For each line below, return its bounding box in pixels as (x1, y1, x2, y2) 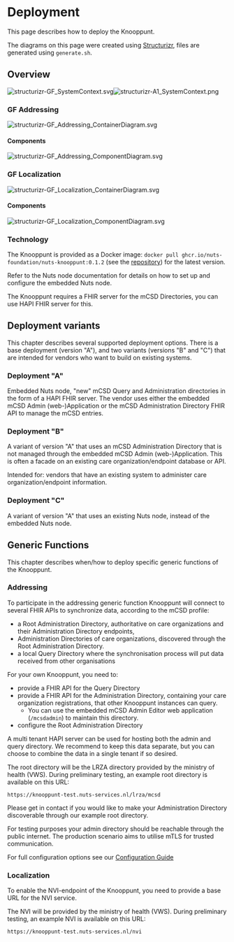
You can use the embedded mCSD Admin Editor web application (27, 706, 213, 714)
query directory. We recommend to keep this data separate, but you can (7, 742, 215, 750)
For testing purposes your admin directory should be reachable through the (7, 825, 225, 833)
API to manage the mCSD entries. (7, 409, 103, 418)
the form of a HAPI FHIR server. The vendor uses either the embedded (7, 394, 210, 403)
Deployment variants (7, 320, 101, 332)
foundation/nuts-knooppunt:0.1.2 (7, 259, 105, 266)
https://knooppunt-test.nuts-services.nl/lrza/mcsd (7, 791, 161, 798)
